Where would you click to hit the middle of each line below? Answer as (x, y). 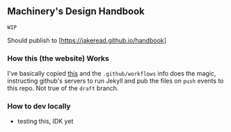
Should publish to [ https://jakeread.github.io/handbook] (87, 40)
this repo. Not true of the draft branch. (63, 88)
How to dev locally (39, 106)
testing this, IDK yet (45, 122)
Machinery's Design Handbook (76, 11)
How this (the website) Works (58, 58)
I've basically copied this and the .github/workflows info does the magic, (112, 74)
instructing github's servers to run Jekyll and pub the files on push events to (115, 81)
